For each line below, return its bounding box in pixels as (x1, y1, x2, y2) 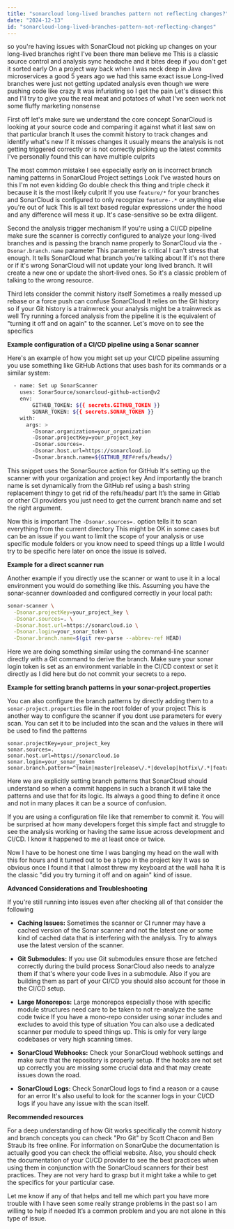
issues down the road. (17, 1071, 81, 1079)
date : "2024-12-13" (7, 17, 64, 24)
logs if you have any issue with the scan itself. (17, 1099, 150, 1108)
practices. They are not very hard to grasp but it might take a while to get (7, 1171, 217, 1179)
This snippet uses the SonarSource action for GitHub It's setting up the (7, 466, 210, 475)
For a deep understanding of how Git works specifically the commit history (7, 1126, 221, 1135)
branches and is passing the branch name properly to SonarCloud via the (7, 239, 218, 247)
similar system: (7, 368, 51, 378)
